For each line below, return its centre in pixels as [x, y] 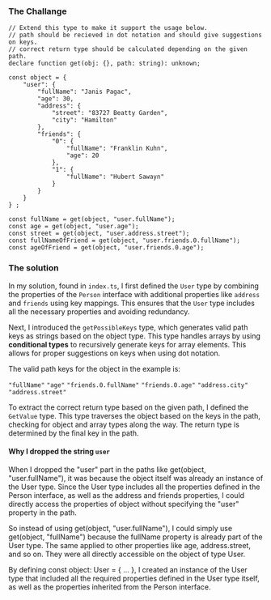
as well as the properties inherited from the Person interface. [110, 587]
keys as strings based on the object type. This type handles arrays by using [135, 336]
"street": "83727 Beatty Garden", [110, 113]
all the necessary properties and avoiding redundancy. [99, 311]
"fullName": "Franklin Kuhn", [117, 149]
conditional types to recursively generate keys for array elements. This [127, 344]
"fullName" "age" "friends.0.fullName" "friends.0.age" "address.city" [128, 385]
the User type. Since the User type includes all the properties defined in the [134, 487]
